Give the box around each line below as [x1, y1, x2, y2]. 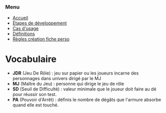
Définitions [12, 31, 35, 37]
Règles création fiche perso [12, 36, 70, 42]
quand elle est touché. [12, 102, 59, 108]
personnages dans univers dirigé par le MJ [12, 75, 101, 81]
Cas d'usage [12, 25, 39, 31]
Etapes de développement [12, 20, 67, 26]
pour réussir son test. [12, 91, 57, 97]
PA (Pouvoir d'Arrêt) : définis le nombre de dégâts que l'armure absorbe [12, 96, 161, 103]
